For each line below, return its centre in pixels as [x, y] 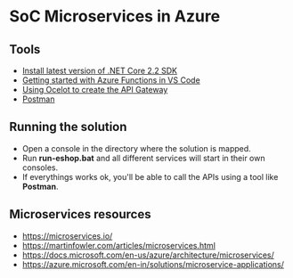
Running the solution [68, 127]
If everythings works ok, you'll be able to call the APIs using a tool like [150, 176]
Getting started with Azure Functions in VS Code [111, 80]
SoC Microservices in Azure [115, 16]
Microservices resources [80, 214]
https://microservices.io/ [67, 236]
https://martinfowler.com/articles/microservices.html [119, 245]
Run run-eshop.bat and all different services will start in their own [143, 158]
